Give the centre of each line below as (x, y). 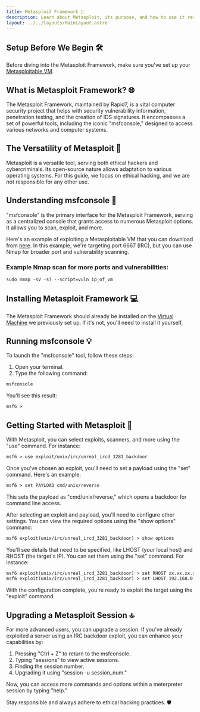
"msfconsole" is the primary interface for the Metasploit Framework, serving (100, 214)
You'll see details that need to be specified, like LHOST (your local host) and (99, 549)
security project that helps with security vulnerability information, (86, 111)
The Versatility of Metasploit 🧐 (64, 149)
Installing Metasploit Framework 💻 (72, 299)
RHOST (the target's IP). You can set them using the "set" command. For (95, 556)
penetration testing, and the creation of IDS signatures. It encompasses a (96, 117)
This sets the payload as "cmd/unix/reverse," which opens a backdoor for (96, 497)
